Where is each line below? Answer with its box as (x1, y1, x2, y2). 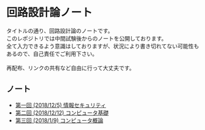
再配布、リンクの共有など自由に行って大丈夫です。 (6, 64, 135, 71)
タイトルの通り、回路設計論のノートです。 (6, 27, 114, 34)
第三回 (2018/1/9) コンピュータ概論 (15, 117, 104, 124)
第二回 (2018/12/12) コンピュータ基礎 (15, 109, 109, 117)
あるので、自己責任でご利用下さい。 (6, 50, 98, 57)
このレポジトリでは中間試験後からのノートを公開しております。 (6, 34, 167, 42)
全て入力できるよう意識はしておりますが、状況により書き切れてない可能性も (6, 42, 199, 50)
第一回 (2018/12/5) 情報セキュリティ (15, 101, 106, 109)
